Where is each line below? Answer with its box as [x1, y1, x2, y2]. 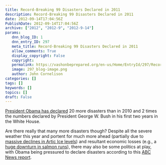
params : [5, 30, 21, 35]
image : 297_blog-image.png [11, 67, 68, 72]
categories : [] [5, 76, 37, 81]
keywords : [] [5, 85, 32, 90]
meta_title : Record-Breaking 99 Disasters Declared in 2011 [11, 44, 138, 49]
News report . [5, 154, 32, 161]
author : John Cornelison [11, 72, 63, 77]
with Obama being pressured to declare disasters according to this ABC [5, 149, 151, 155]
